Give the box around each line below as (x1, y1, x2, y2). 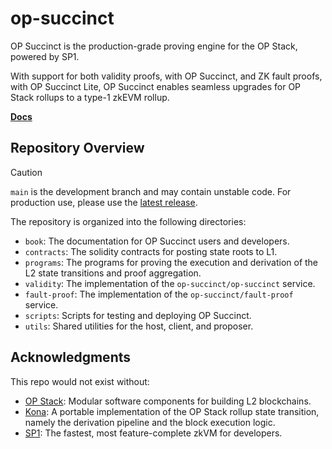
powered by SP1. (10, 50, 80, 62)
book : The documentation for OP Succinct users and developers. (24, 235, 290, 247)
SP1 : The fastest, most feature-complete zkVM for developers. (24, 427, 283, 439)
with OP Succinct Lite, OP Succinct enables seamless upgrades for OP (10, 80, 302, 92)
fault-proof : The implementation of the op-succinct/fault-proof (24, 288, 294, 300)
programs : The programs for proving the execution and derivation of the (24, 256, 319, 268)
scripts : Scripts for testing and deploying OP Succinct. (24, 309, 252, 321)
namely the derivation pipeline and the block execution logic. (24, 416, 276, 428)
